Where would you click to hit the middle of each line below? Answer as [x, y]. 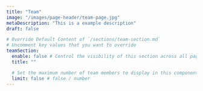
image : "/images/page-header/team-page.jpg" [63, 17]
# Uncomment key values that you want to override [71, 45]
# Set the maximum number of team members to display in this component [105, 73]
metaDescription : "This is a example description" [71, 23]
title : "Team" [24, 12]
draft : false [23, 29]
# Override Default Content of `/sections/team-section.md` [84, 40]
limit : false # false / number [51, 78]
